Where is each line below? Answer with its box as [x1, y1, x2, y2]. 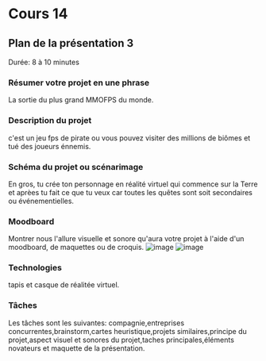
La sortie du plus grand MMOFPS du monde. [8, 95, 154, 105]
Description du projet [8, 115, 92, 126]
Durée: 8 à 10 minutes [8, 57, 79, 67]
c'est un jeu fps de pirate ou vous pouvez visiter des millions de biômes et [8, 132, 251, 143]
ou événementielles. [8, 196, 74, 205]
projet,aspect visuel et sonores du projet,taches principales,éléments [8, 335, 234, 344]
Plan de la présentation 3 [8, 36, 134, 50]
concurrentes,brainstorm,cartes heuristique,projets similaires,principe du [8, 326, 248, 336]
